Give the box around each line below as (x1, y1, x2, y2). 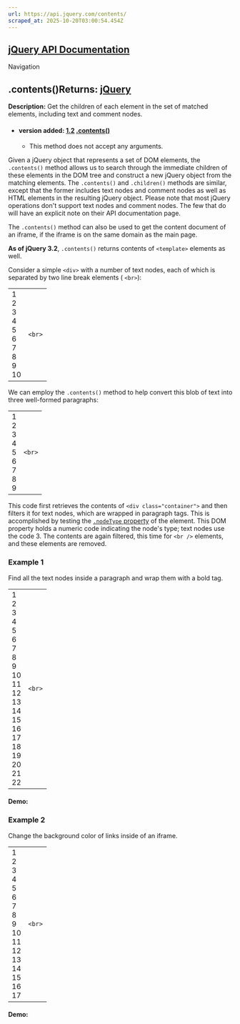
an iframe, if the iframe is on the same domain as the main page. (8, 230, 198, 239)
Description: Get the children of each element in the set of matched (8, 102, 209, 111)
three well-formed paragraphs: (8, 396, 99, 404)
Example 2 (8, 815, 46, 825)
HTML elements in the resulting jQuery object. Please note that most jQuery (8, 194, 231, 202)
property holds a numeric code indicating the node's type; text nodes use (8, 525, 225, 533)
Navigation (8, 62, 40, 71)
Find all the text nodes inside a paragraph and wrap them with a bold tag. (8, 573, 224, 582)
